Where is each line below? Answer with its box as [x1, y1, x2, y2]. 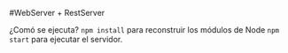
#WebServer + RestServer [9, 8, 105, 18]
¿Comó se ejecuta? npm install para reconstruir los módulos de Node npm [9, 25, 280, 34]
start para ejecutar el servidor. [9, 34, 123, 44]
